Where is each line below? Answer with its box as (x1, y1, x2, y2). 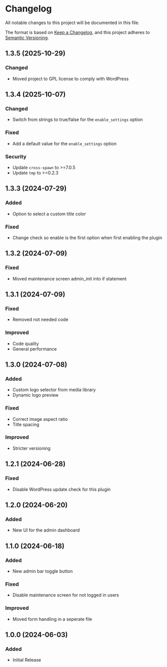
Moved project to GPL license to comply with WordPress (12, 76, 129, 82)
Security (5, 153, 26, 160)
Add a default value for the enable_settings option (12, 140, 116, 146)
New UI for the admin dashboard (12, 527, 80, 533)
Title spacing (12, 421, 39, 427)
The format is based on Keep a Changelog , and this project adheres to (5, 29, 150, 35)
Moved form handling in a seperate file (12, 616, 92, 622)
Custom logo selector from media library (12, 387, 96, 393)
